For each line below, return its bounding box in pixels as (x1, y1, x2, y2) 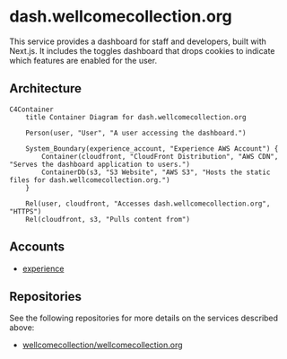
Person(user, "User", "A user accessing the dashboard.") (25, 128, 247, 137)
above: (9, 322, 35, 333)
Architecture (9, 81, 83, 96)
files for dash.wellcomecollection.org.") (9, 175, 170, 185)
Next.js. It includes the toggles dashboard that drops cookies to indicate (9, 45, 275, 56)
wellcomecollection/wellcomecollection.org (22, 339, 183, 351)
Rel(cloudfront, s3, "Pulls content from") (25, 215, 191, 223)
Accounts (9, 240, 65, 255)
